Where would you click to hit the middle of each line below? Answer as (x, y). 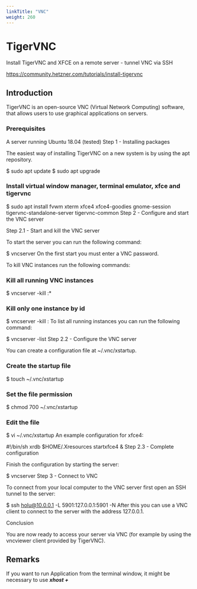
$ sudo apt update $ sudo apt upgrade (53, 171)
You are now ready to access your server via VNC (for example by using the (99, 535)
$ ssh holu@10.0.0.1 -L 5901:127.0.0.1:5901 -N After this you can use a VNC (97, 505)
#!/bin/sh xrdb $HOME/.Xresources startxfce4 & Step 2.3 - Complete (90, 447)
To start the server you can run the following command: (74, 242)
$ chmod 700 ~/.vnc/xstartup (42, 407)
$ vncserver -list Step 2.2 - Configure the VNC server (72, 339)
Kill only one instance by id (46, 308)
